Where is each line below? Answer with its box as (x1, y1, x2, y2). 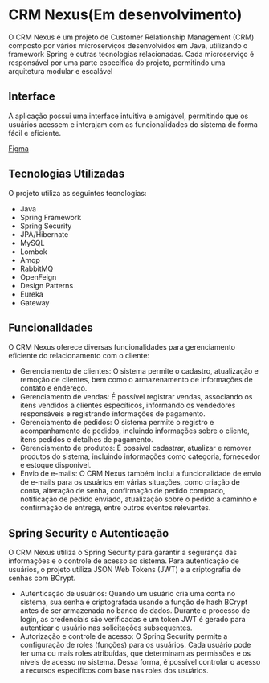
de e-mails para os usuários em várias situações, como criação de (19, 477, 241, 487)
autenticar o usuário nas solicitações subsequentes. (19, 623, 193, 632)
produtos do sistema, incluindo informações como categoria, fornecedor (19, 452, 261, 461)
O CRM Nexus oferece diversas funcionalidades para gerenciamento (8, 342, 235, 352)
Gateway (19, 297, 50, 307)
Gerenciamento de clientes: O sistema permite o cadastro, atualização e (19, 366, 259, 376)
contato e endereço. (19, 383, 88, 393)
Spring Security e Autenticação (8, 526, 169, 540)
